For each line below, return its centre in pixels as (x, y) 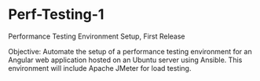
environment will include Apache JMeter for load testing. (100, 68)
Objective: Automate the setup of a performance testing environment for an (130, 51)
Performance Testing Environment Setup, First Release (97, 36)
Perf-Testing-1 (56, 15)
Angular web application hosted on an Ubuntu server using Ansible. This (125, 60)
